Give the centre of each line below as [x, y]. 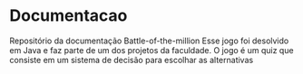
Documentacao [68, 16]
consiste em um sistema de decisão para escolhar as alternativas [132, 60]
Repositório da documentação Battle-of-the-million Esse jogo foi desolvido [149, 41]
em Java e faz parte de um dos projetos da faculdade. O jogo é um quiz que [151, 50]
